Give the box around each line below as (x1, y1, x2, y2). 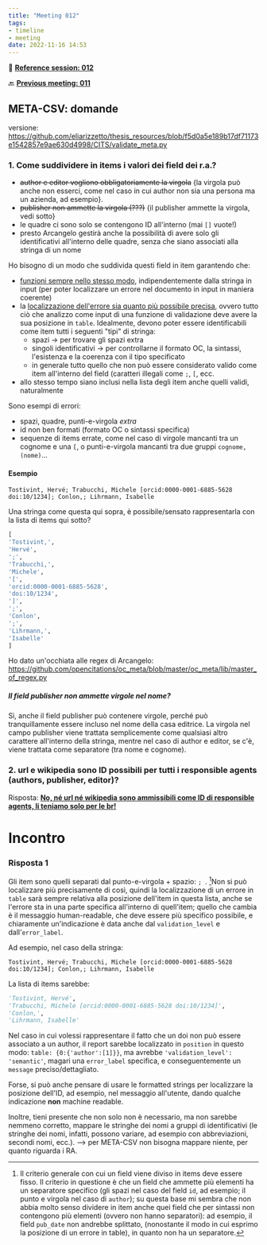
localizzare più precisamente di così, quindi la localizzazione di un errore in (8, 885, 254, 895)
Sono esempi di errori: (8, 401, 81, 411)
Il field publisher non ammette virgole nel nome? (8, 691, 171, 701)
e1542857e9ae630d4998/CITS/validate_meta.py (8, 140, 168, 149)
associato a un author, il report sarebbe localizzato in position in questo (8, 1039, 245, 1049)
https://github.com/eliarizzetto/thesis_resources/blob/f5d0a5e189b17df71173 (8, 131, 259, 141)
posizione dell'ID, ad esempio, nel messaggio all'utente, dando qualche (8, 1088, 241, 1098)
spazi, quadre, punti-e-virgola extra (19, 416, 137, 426)
